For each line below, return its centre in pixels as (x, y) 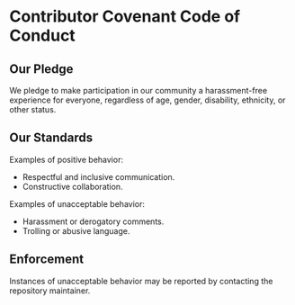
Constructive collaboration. (72, 186)
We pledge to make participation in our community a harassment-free (139, 90)
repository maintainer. (50, 291)
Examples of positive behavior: (67, 159)
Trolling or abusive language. (76, 230)
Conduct (43, 36)
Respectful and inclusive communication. (98, 176)
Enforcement (46, 260)
